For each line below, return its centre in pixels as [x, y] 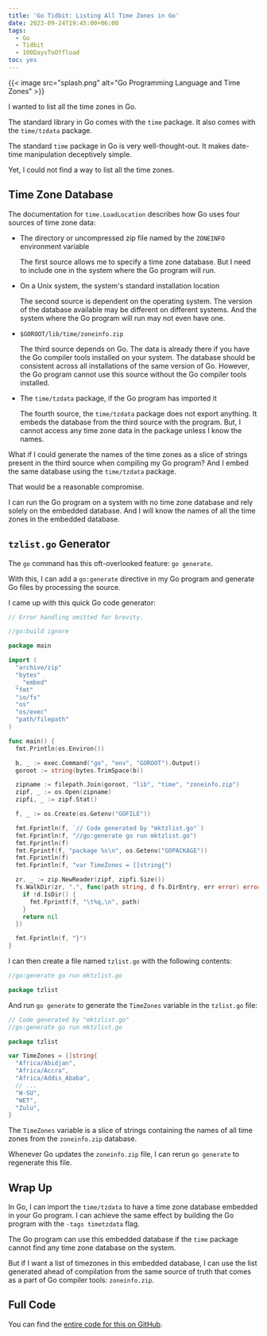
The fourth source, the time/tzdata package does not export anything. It [138, 413]
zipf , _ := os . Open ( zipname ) [64, 792]
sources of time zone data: [52, 222]
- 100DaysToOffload [48, 53]
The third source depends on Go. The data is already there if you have [135, 349]
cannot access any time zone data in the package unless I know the [131, 430]
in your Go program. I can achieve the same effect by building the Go [121, 1216]
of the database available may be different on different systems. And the [138, 309]
